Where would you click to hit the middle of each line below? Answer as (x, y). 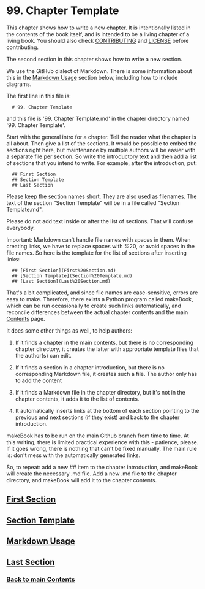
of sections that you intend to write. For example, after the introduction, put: (102, 163)
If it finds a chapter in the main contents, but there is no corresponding (104, 342)
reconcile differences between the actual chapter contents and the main (97, 312)
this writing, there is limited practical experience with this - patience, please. (102, 442)
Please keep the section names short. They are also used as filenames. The (102, 196)
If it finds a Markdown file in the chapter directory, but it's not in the (100, 392)
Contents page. (26, 318)
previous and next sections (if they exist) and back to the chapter (97, 417)
